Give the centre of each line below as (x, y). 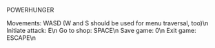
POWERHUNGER (30, 10)
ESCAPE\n (21, 38)
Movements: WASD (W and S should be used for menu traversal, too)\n (107, 23)
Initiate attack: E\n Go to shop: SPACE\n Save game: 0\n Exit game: (102, 31)
